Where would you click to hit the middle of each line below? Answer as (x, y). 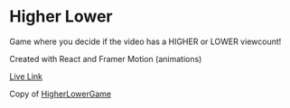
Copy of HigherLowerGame (60, 94)
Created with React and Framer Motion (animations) (106, 58)
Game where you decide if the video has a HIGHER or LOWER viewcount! (145, 41)
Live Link (26, 76)
